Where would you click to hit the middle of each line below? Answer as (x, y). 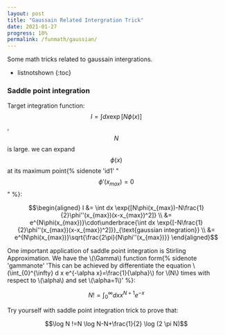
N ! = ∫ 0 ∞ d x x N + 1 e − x (116, 295)
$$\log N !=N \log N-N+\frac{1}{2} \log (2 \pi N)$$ (116, 323)
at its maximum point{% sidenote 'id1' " (63, 171)
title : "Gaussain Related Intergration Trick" (75, 20)
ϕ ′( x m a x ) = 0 (116, 183)
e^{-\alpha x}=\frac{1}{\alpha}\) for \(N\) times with (138, 273)
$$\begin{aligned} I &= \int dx (71, 208)
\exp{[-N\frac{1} (180, 222)
